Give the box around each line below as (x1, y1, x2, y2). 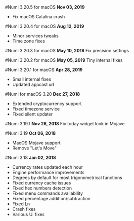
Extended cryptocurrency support (12, 101, 82, 107)
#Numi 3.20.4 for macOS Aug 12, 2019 (5, 23, 84, 29)
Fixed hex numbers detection (12, 185, 72, 191)
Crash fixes (12, 206, 36, 212)
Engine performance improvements (12, 170, 85, 175)
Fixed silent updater (12, 111, 53, 117)
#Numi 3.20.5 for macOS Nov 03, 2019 (5, 4, 85, 10)
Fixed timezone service (12, 106, 60, 111)
